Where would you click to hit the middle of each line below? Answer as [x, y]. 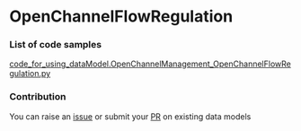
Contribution [38, 97]
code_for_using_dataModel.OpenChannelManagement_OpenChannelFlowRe [150, 64]
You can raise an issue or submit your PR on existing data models [130, 116]
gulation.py [30, 74]
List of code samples [55, 45]
